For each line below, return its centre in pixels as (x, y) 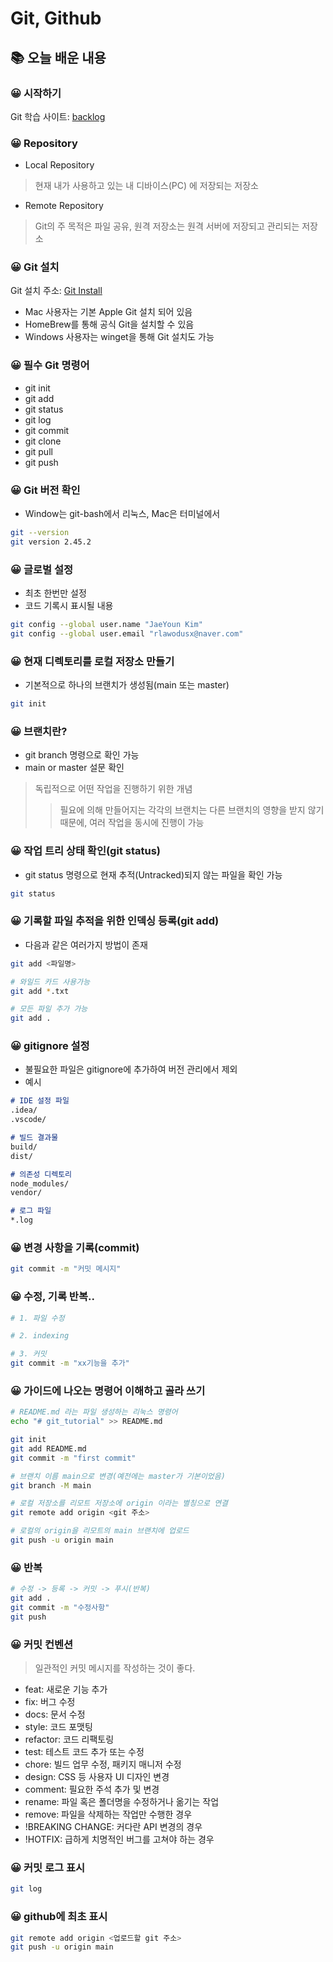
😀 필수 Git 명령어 (50, 365)
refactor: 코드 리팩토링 (69, 1739)
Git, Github (56, 18)
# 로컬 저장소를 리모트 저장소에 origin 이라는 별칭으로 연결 (119, 1503)
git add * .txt (40, 991)
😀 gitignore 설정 (50, 1046)
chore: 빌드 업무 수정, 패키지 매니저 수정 (103, 1764)
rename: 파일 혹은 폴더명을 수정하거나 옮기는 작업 (122, 1802)
